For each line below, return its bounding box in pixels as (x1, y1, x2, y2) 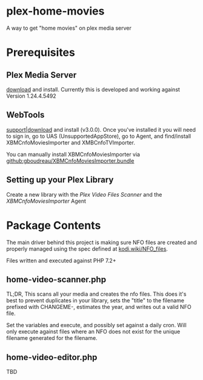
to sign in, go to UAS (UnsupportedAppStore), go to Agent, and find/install (6, 132, 191, 140)
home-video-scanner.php (6, 274, 107, 285)
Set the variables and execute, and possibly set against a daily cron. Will (6, 322, 187, 329)
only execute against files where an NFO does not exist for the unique (6, 328, 181, 335)
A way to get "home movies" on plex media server (6, 24, 132, 32)
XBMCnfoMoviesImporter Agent (6, 197, 87, 205)
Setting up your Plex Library (6, 175, 114, 185)
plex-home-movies (6, 4, 105, 18)
